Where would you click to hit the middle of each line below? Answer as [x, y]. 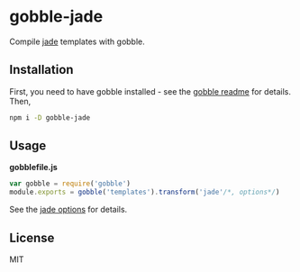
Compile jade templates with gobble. [77, 41]
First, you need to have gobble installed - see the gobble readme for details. [150, 91]
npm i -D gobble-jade [50, 118]
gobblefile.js [34, 168]
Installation [41, 70]
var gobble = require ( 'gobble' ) [70, 184]
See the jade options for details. [68, 210]
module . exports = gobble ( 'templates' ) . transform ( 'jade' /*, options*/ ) [145, 192]
